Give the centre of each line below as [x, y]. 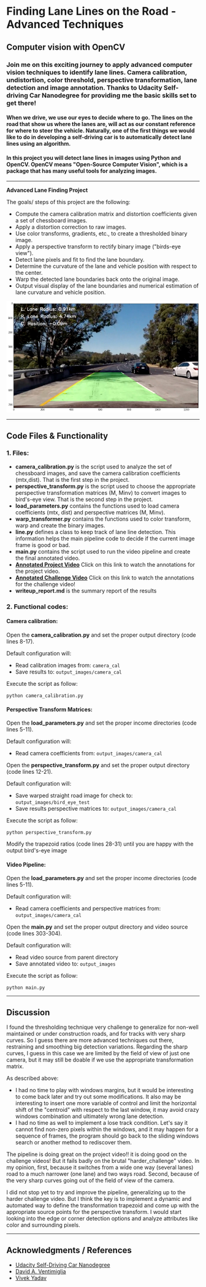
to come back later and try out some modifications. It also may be [98, 1097]
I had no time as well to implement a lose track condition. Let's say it [101, 1123]
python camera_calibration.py [45, 696]
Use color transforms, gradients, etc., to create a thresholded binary [101, 234]
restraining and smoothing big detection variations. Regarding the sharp [97, 1047]
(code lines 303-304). [34, 934]
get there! [21, 103]
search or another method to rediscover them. [73, 1143]
